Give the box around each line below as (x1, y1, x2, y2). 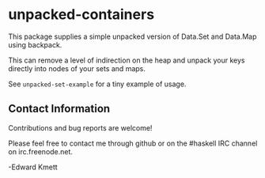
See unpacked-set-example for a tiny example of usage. (8, 79, 187, 89)
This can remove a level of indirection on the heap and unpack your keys (8, 55, 245, 65)
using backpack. (8, 40, 62, 49)
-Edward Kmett (8, 162, 58, 172)
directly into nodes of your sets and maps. (8, 63, 146, 73)
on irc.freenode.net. (8, 146, 74, 156)
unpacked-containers (8, 6, 155, 24)
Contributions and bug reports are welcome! (8, 123, 153, 132)
